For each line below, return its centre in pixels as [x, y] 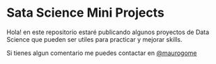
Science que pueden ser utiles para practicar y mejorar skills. [94, 39]
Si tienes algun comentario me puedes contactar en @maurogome [102, 53]
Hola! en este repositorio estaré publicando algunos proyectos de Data [108, 32]
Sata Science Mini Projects [85, 13]
